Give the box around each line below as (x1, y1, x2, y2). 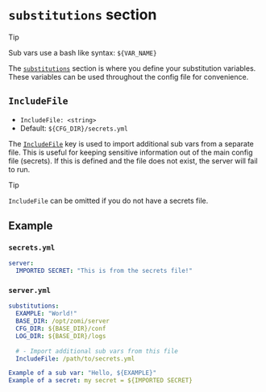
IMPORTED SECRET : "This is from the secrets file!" (15, 267, 193, 275)
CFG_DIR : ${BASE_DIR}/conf (15, 324, 106, 333)
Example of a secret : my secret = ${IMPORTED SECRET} (8, 377, 193, 385)
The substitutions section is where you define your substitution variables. (8, 63, 256, 73)
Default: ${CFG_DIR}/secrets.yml (19, 123, 128, 133)
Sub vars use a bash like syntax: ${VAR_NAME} (8, 47, 157, 57)
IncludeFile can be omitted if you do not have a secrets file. (8, 196, 209, 205)
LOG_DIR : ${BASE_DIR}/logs (15, 332, 106, 340)
